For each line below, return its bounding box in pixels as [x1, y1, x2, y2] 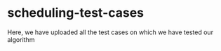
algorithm [7, 35, 35, 43]
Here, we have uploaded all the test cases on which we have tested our [7, 28, 214, 36]
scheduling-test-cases [7, 5, 145, 21]
